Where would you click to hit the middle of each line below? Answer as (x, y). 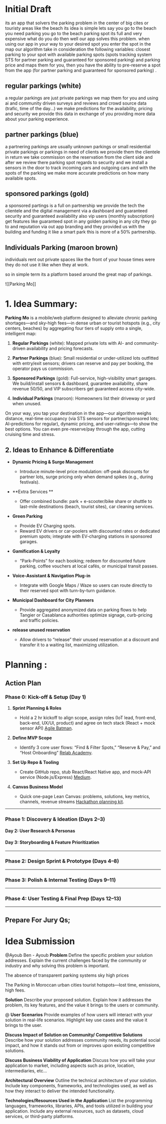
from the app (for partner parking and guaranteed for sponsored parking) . (81, 70)
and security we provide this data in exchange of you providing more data (80, 114)
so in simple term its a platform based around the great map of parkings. (79, 274)
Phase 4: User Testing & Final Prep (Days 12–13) (63, 899)
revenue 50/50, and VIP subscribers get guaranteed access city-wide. (84, 389)
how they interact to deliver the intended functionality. (60, 1091)
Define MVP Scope (32, 738)
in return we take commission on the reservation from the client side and (79, 157)
